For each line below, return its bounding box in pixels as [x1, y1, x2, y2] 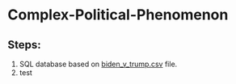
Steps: [7, 38, 41, 52]
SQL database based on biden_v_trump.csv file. [19, 59, 178, 69]
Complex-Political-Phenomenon [7, 6, 229, 24]
